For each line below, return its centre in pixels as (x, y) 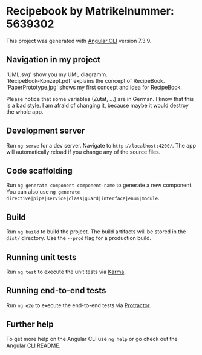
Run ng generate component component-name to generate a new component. (100, 185)
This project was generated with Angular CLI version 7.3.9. (79, 41)
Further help (30, 324)
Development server (46, 131)
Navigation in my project (54, 60)
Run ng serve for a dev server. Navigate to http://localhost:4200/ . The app (101, 145)
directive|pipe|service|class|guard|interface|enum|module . (83, 198)
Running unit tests (41, 257)
